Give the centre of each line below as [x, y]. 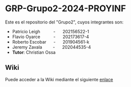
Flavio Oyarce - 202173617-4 [51, 37]
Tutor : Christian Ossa [34, 52]
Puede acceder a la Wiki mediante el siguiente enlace [59, 79]
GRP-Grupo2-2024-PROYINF [65, 9]
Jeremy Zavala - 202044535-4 [52, 47]
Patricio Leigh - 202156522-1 [51, 31]
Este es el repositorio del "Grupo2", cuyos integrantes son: [64, 22]
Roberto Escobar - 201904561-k [51, 42]
